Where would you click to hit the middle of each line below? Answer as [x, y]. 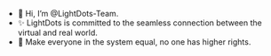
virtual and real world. [57, 32]
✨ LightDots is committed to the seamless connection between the [139, 23]
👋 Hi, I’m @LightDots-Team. [68, 14]
